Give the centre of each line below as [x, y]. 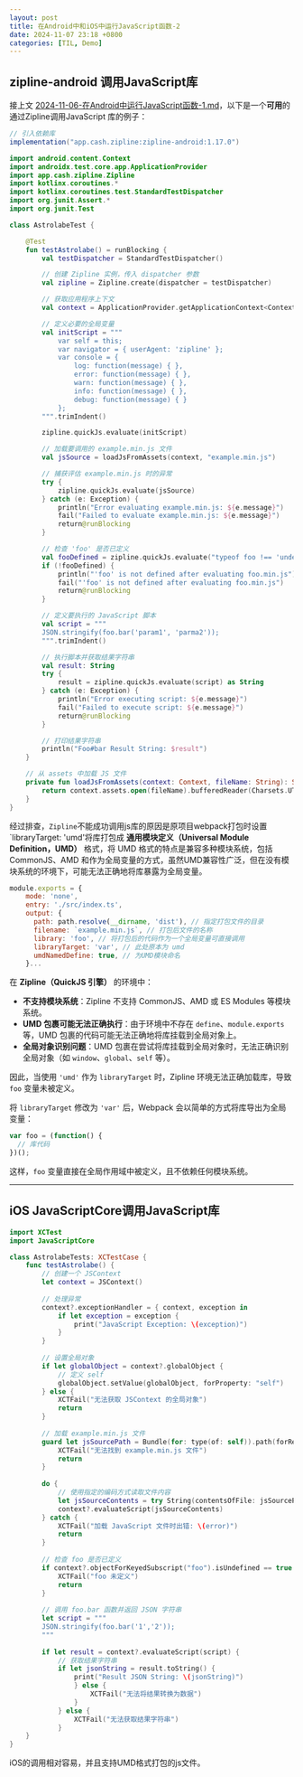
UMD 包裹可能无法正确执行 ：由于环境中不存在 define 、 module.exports [153, 1024]
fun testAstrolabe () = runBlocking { [96, 249]
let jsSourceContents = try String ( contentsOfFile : [156, 1500]
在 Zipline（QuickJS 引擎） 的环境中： [81, 983]
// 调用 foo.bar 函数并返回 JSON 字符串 [112, 1610]
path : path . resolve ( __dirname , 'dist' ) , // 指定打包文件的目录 [148, 922]
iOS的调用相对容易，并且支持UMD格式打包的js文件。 [107, 1763]
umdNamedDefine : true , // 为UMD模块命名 [106, 955]
